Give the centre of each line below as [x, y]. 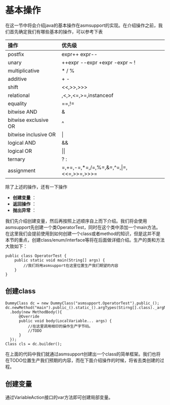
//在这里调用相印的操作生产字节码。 [60, 326]
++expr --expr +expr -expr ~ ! [98, 62]
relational [19, 95]
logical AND [22, 143]
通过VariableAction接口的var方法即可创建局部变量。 [59, 397]
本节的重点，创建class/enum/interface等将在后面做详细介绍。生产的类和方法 [85, 240]
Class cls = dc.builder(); [34, 344]
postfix [16, 54]
